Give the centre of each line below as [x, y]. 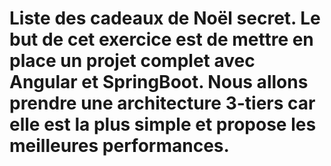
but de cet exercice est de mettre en [161, 39]
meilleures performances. [119, 146]
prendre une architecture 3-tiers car [162, 103]
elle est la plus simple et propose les [163, 124]
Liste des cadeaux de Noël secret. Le [165, 18]
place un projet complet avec [132, 61]
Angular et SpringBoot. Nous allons [159, 82]
